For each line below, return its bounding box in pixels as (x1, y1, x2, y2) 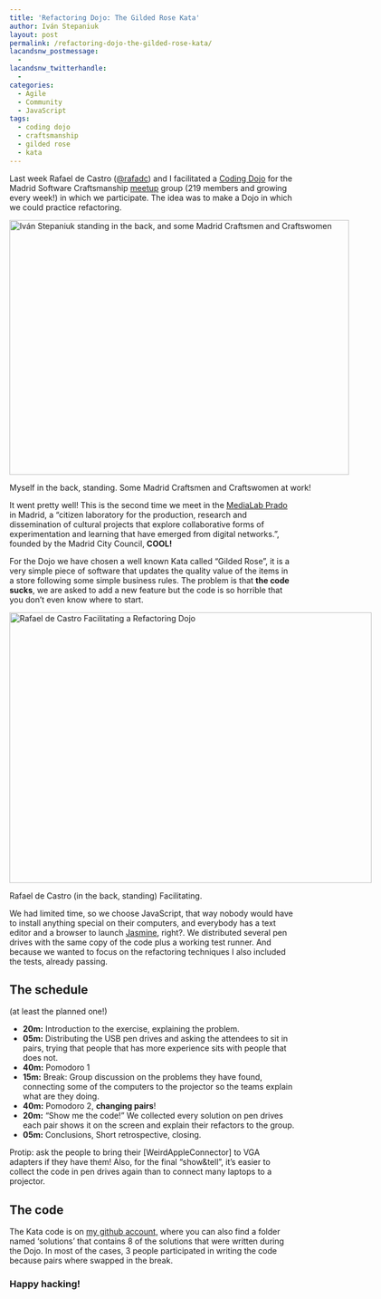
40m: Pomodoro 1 (22, 1062, 90, 1073)
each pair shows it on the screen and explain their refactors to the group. (22, 1120, 295, 1131)
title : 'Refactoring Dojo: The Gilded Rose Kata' (9, 13, 201, 23)
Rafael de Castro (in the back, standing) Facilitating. (9, 890, 203, 901)
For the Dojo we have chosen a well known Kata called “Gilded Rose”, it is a (9, 555, 290, 566)
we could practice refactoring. (9, 201, 122, 213)
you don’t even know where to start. (9, 594, 144, 605)
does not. (22, 1053, 59, 1063)
